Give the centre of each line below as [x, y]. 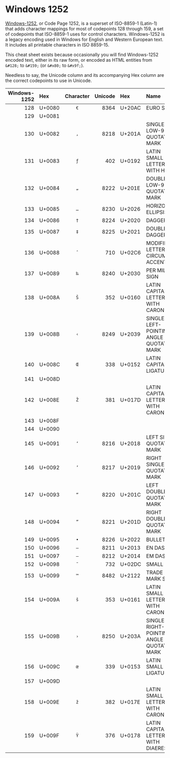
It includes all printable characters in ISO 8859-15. [57, 44]
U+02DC [131, 564]
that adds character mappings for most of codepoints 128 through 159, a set [84, 28]
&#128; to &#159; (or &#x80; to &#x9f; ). [45, 65]
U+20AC [131, 108]
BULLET [156, 540]
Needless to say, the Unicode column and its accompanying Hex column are [85, 75]
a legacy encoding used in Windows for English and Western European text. [84, 39]
